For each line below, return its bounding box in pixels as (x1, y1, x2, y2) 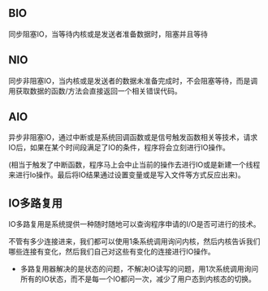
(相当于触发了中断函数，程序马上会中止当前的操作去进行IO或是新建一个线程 (8, 160, 261, 170)
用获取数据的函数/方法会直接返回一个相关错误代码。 (8, 85, 183, 96)
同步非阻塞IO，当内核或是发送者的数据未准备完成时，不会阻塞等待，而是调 (8, 76, 258, 85)
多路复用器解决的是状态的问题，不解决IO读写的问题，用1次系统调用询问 (19, 264, 258, 274)
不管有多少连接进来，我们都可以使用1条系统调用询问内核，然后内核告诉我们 (8, 237, 261, 246)
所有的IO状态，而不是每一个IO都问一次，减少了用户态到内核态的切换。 (19, 274, 256, 284)
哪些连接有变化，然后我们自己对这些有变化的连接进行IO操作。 (8, 247, 215, 257)
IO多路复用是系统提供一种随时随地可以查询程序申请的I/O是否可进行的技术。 (8, 219, 261, 229)
